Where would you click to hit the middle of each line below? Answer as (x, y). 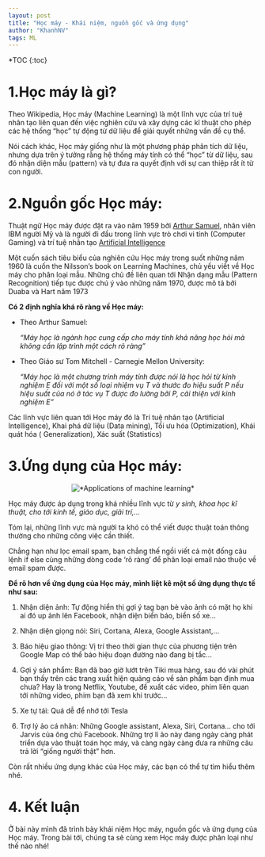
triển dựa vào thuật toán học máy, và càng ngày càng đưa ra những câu (136, 743)
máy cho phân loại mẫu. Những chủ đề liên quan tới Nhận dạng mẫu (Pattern (133, 275)
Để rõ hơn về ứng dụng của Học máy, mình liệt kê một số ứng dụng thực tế (132, 583)
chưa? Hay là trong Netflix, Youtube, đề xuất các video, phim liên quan (134, 687)
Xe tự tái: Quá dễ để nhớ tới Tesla (74, 711)
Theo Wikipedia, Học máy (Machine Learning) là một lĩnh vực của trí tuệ (125, 114)
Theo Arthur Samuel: (54, 323)
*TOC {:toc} (28, 60)
